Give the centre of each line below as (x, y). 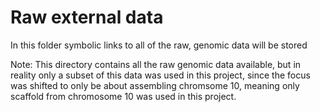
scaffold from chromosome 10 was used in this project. (123, 96)
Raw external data (87, 17)
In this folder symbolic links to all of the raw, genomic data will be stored (159, 45)
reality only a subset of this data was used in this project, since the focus (160, 75)
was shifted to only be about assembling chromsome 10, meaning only (155, 85)
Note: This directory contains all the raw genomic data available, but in (156, 64)
